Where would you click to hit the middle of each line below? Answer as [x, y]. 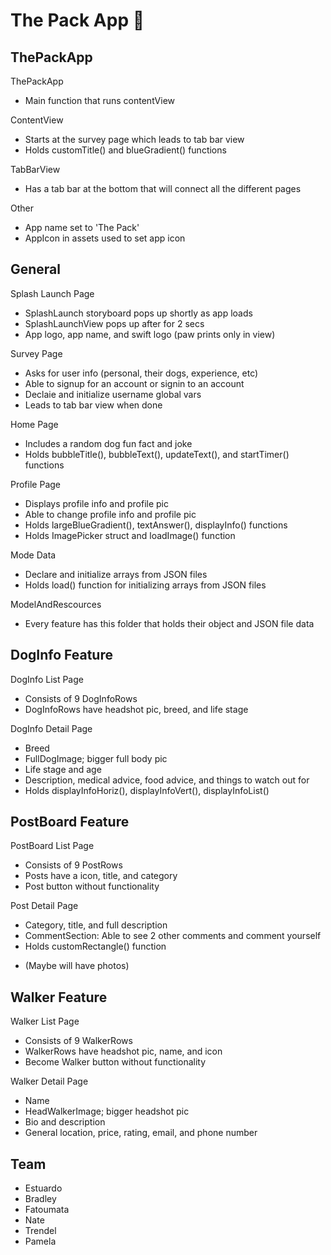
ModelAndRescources [56, 604]
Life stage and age [63, 769]
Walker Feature [59, 997]
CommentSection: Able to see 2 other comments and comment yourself [173, 936]
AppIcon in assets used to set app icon [105, 238]
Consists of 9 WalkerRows [78, 1041]
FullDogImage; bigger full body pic [96, 758]
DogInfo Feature [61, 655]
